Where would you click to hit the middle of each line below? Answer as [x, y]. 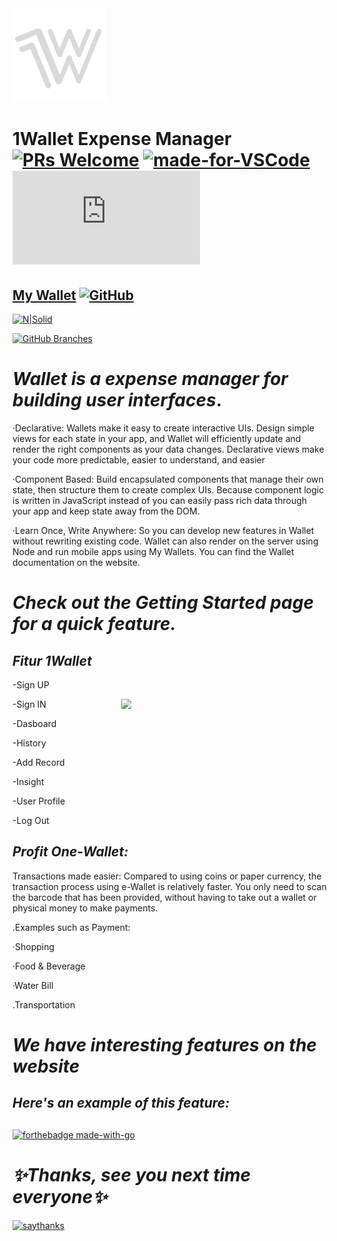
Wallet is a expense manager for [150, 379]
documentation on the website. [76, 562]
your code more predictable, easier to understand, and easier [139, 459]
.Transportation [44, 1004]
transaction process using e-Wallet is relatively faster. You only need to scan [169, 886]
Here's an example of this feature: [121, 1103]
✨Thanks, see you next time [132, 1174]
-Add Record [38, 762]
